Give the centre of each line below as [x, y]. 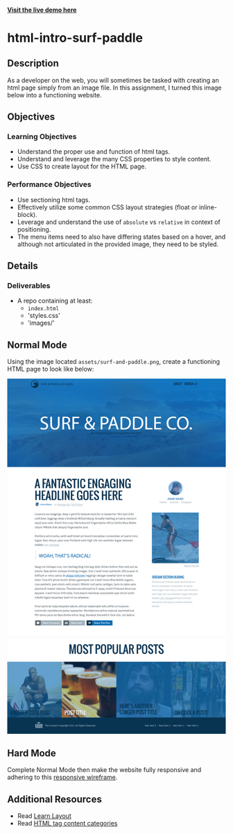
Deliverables [29, 285]
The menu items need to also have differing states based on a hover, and [121, 236]
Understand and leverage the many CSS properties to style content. [114, 159]
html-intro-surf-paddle [75, 38]
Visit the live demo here [42, 10]
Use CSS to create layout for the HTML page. [82, 166]
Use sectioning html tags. [54, 200]
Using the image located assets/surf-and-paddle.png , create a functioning [114, 362]
